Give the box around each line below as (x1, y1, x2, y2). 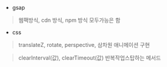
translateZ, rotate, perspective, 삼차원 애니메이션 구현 (18, 41, 150, 48)
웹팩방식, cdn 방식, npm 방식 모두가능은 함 (18, 16, 121, 24)
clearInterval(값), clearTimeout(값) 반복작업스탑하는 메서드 (18, 54, 161, 62)
